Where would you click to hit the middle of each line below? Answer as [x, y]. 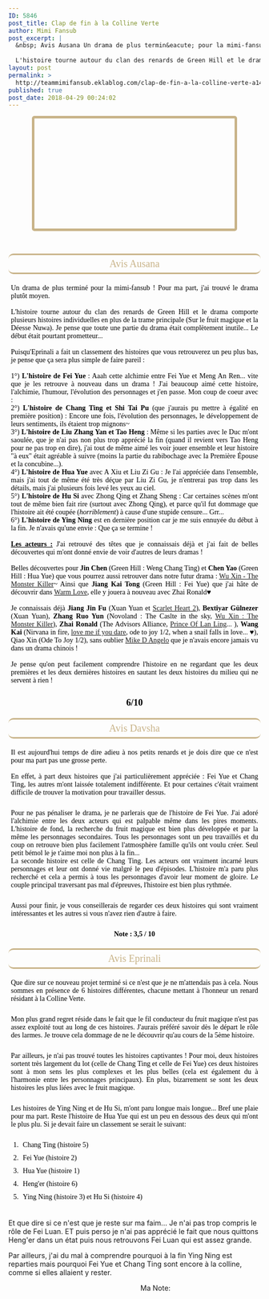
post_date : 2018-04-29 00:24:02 [62, 98]
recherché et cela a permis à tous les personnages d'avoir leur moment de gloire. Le [134, 877]
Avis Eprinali [134, 959]
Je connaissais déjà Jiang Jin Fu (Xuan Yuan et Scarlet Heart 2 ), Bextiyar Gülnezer [134, 608]
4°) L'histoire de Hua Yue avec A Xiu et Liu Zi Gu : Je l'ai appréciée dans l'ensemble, [134, 472]
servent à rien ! [32, 680]
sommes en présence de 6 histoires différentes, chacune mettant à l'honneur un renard [134, 991]
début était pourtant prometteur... [57, 336]
